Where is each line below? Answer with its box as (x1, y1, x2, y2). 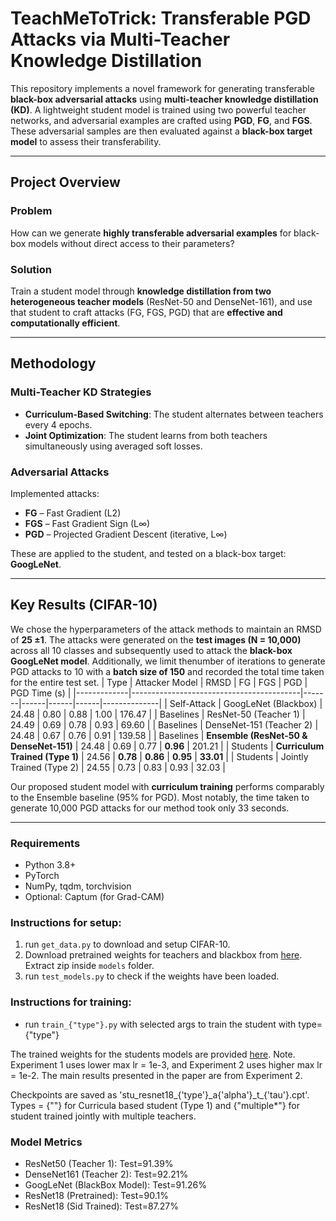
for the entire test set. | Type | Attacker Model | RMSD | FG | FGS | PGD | (10, 676, 308, 688)
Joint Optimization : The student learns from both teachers (24, 429, 268, 441)
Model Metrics (10, 1135, 83, 1149)
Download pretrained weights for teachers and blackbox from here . (24, 949, 303, 961)
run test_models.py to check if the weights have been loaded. (24, 970, 280, 982)
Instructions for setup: (10, 915, 122, 929)
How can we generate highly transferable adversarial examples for (10, 227, 292, 239)
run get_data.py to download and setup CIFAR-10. (24, 938, 231, 951)
